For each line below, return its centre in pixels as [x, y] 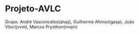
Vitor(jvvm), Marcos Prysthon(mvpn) [42, 26]
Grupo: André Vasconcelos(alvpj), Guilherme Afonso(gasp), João [69, 22]
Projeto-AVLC [33, 9]
